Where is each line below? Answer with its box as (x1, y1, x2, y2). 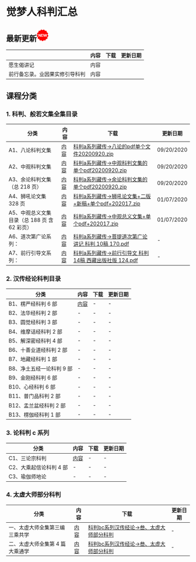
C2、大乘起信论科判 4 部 (8, 464, 68, 471)
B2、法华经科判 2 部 (8, 310, 57, 317)
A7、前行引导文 (8, 249, 47, 256)
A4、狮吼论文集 (8, 193, 47, 200)
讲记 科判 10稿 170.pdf (73, 241, 129, 248)
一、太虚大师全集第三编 (8, 523, 65, 530)
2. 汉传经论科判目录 (6, 275, 61, 283)
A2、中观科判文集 (8, 163, 51, 170)
